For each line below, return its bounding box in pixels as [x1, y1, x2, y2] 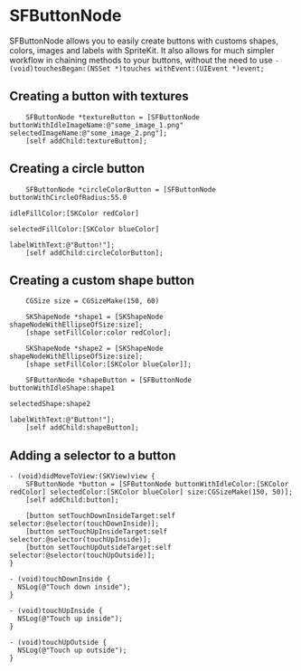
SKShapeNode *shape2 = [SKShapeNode [25, 345, 165, 354]
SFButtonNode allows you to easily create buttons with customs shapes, [9, 35, 278, 46]
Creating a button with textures [9, 89, 189, 104]
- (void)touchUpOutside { [9, 638, 107, 647]
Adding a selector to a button [9, 448, 176, 463]
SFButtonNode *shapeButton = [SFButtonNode [25, 376, 193, 385]
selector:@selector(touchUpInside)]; [9, 535, 152, 544]
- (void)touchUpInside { [9, 607, 103, 616]
